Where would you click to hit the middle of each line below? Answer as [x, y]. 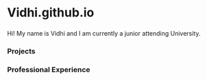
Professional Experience [49, 69]
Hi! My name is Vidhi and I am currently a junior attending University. [104, 34]
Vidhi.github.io [51, 13]
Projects [21, 51]
